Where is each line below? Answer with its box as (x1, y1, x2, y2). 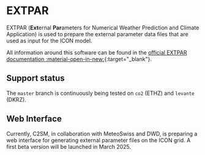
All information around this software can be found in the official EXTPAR (6, 48, 187, 56)
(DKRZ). (6, 96, 26, 103)
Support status (6, 73, 65, 83)
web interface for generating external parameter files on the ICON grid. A (6, 136, 191, 144)
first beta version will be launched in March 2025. (6, 143, 132, 150)
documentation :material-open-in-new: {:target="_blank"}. (6, 55, 152, 62)
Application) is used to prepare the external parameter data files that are (6, 30, 188, 37)
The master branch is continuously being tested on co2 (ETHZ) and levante (6, 89, 195, 97)
